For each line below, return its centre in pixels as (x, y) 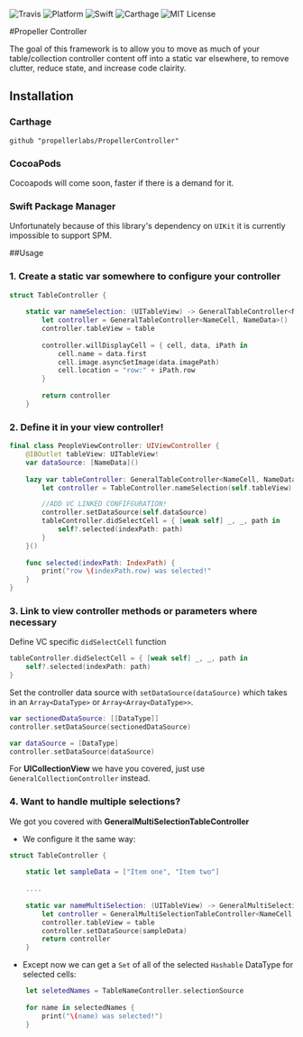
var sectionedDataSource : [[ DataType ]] (84, 718)
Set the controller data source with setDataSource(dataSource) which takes (148, 692)
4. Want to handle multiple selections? (95, 802)
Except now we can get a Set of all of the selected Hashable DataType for (158, 965)
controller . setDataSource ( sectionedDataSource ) (101, 727)
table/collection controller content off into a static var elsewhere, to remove (149, 58)
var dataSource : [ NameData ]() (83, 463)
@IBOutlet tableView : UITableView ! (92, 454)
